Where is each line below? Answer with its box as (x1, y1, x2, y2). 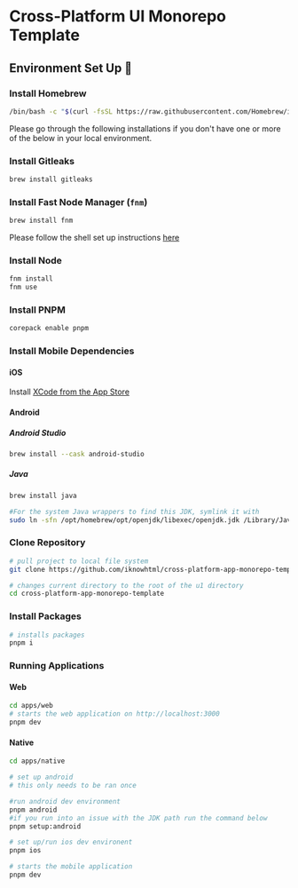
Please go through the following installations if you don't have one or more (9, 123, 281, 134)
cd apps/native (9, 757, 66, 765)
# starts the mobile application (9, 862, 133, 871)
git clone (9, 565, 46, 574)
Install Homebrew (9, 87, 87, 99)
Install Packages (9, 610, 82, 622)
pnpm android (9, 805, 58, 814)
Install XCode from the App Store (9, 386, 130, 397)
